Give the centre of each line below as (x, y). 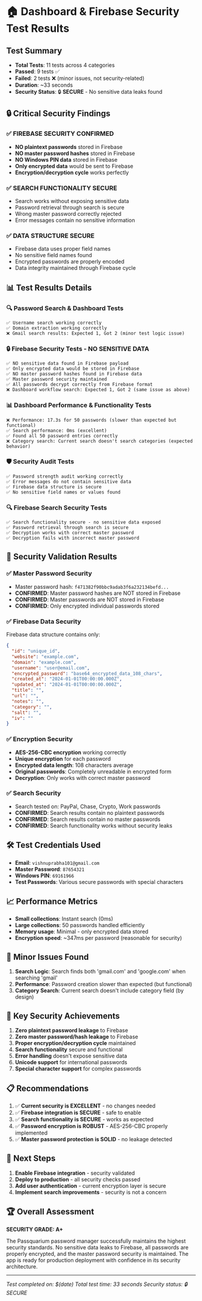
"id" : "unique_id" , (36, 651)
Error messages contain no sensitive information (75, 220)
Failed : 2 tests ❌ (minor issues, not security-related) (80, 78)
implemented (31, 1133)
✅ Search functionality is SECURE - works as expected (84, 1119)
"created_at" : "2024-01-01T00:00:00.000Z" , (67, 679)
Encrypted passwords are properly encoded (70, 261)
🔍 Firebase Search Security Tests (57, 507)
